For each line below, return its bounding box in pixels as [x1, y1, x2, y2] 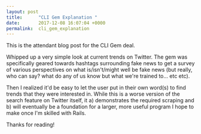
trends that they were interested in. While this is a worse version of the [6, 90, 181, 98]
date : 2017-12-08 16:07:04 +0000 [6, 20, 106, 26]
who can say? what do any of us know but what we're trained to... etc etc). [6, 72, 190, 80]
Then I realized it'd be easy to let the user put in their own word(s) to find [6, 84, 187, 92]
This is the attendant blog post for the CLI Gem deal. [6, 42, 136, 49]
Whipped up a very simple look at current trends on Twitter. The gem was [6, 53, 188, 60]
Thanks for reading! [6, 121, 55, 129]
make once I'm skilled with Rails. [6, 109, 87, 117]
